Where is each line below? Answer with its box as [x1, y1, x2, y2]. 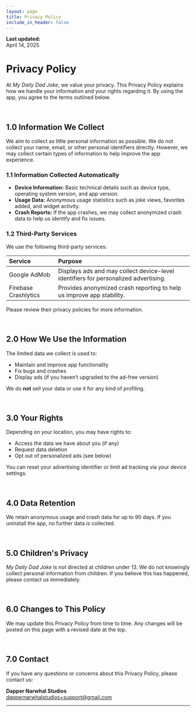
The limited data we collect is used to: [6, 350, 97, 357]
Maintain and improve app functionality [14, 361, 109, 368]
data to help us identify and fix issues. [14, 215, 106, 222]
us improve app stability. [58, 291, 125, 299]
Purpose [58, 257, 83, 265]
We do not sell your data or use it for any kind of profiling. [6, 385, 145, 392]
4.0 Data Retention [6, 498, 76, 508]
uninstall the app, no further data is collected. [6, 520, 116, 527]
